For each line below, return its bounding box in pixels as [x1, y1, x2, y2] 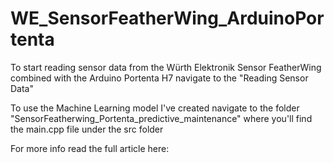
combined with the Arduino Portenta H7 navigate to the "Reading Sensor [10, 72, 309, 84]
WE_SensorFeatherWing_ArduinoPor [10, 7, 325, 30]
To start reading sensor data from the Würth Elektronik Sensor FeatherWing [10, 61, 322, 73]
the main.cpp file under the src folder [10, 123, 164, 135]
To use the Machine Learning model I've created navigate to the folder [10, 102, 300, 114]
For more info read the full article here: [10, 142, 170, 154]
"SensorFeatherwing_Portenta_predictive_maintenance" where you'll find [10, 112, 313, 124]
